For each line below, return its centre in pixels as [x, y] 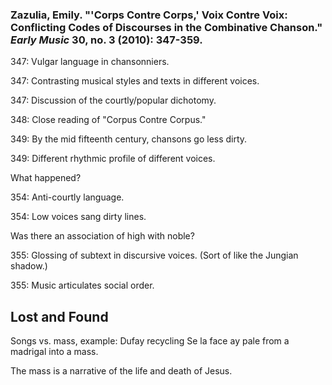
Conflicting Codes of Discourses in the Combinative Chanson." [166, 27]
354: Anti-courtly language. [67, 197]
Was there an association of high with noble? [102, 236]
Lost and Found [59, 316]
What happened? [46, 178]
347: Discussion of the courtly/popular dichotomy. [113, 100]
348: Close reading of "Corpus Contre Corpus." [108, 120]
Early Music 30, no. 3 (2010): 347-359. [106, 40]
